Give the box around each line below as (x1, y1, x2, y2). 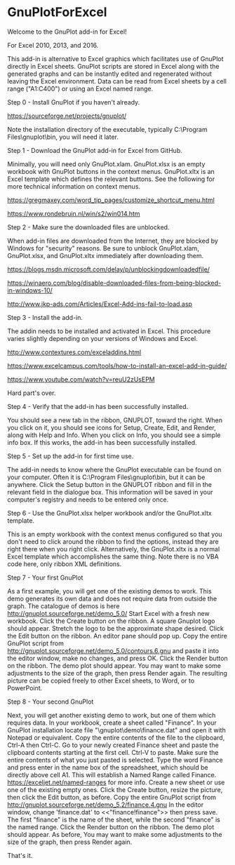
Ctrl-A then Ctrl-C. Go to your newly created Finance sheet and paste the (7, 741, 219, 749)
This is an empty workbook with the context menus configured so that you (7, 530, 222, 538)
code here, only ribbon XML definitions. (7, 559, 122, 568)
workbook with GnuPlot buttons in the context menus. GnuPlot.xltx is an (7, 167, 215, 175)
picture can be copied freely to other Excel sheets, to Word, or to (7, 676, 195, 685)
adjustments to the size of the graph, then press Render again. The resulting (7, 669, 228, 677)
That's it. (7, 851, 33, 859)
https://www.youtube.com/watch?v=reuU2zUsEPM (7, 375, 156, 383)
